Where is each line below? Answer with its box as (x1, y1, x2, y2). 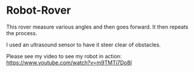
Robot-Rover (6, 4, 71, 17)
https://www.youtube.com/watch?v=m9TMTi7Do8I (6, 59, 132, 66)
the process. (6, 29, 37, 36)
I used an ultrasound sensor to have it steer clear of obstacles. (6, 41, 161, 48)
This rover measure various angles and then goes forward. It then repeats (6, 23, 189, 30)
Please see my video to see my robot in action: (6, 52, 122, 60)
